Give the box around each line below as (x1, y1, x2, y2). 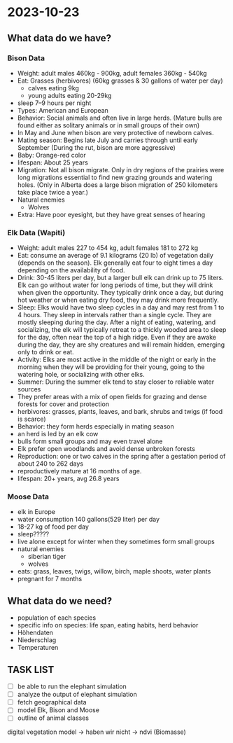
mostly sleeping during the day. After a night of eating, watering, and (17, 318, 216, 326)
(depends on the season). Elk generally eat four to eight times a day (17, 258, 213, 267)
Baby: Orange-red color (17, 151, 86, 159)
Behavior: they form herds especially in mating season (17, 422, 175, 431)
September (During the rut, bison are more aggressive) (17, 143, 176, 151)
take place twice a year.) (17, 188, 89, 196)
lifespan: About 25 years (17, 158, 89, 167)
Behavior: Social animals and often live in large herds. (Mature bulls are (17, 113, 223, 122)
